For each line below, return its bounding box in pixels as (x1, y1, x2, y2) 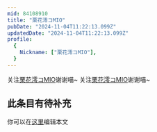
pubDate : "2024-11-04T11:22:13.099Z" (7, 23, 117, 30)
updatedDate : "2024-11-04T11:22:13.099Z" (7, 29, 129, 37)
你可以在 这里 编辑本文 (7, 117, 68, 126)
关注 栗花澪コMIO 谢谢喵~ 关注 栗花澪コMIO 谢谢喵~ (7, 75, 151, 83)
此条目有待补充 (7, 98, 72, 110)
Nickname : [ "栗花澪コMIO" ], (19, 49, 97, 56)
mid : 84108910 (7, 10, 49, 17)
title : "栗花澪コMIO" (7, 17, 66, 24)
